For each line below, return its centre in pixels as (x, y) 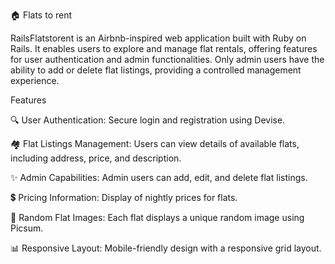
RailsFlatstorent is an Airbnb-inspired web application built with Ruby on (158, 38)
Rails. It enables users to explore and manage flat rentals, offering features (164, 48)
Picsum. (27, 228)
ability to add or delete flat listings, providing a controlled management (156, 70)
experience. (35, 80)
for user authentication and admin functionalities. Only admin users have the (167, 59)
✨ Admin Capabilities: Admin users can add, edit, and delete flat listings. (159, 177)
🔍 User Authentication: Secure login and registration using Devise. (148, 120)
